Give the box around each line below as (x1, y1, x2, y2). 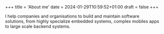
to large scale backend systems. (5, 23, 71, 29)
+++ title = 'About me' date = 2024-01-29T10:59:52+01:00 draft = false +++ (5, 4, 159, 10)
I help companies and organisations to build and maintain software (5, 13, 140, 19)
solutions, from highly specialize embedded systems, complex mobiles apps (5, 19, 160, 24)
